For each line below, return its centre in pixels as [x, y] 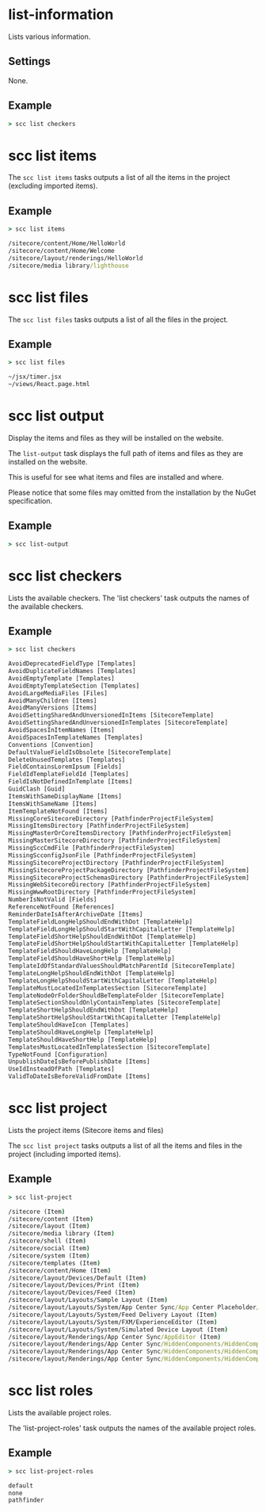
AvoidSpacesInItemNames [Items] [61, 730]
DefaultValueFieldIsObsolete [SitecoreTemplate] [90, 752]
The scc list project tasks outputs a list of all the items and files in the [125, 1146]
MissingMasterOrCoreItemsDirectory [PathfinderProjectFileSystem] [120, 833]
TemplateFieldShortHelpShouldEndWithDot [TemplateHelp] [102, 936]
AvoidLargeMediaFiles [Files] [58, 693]
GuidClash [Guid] [37, 789]
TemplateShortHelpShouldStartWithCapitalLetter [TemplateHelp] [115, 1018]
